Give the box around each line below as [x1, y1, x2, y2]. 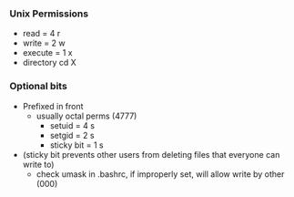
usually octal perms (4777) [35, 110, 137, 121]
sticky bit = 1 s [49, 140, 104, 150]
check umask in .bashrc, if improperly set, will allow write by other [35, 168, 285, 180]
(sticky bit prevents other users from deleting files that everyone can [22, 149, 280, 160]
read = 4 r [22, 28, 61, 39]
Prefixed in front [22, 100, 84, 111]
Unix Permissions [9, 7, 89, 20]
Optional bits [9, 80, 68, 93]
